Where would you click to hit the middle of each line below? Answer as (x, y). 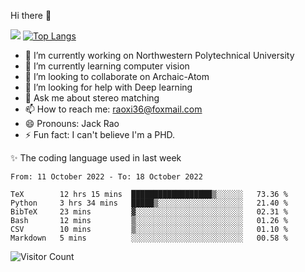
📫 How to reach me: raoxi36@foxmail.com (113, 109)
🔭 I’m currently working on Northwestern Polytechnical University (159, 55)
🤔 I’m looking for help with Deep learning (108, 87)
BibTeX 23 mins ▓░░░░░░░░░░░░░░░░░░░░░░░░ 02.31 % (149, 212)
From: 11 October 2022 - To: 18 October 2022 (106, 177)
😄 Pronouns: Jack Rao (72, 123)
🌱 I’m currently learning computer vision (107, 66)
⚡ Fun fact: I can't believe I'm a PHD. (100, 134)
